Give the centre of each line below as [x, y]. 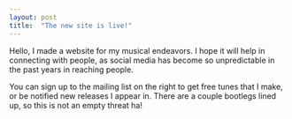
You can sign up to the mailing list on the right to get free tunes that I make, [146, 86]
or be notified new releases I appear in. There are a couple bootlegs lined [143, 96]
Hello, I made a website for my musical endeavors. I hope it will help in [137, 50]
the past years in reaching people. [72, 69]
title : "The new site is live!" [71, 26]
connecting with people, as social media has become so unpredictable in [142, 60]
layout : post [33, 17]
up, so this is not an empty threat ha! [76, 105]
